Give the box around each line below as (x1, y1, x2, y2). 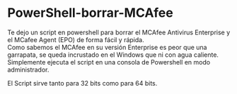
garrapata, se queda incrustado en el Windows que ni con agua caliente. (7, 51, 219, 59)
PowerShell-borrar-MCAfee (7, 5, 173, 21)
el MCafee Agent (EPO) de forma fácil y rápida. (7, 35, 144, 43)
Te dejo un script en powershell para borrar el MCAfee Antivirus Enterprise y (7, 28, 231, 36)
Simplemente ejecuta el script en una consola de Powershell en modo (7, 58, 211, 66)
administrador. (7, 65, 50, 74)
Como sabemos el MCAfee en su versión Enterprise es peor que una (7, 43, 207, 51)
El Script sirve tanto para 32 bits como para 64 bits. (7, 79, 158, 87)
